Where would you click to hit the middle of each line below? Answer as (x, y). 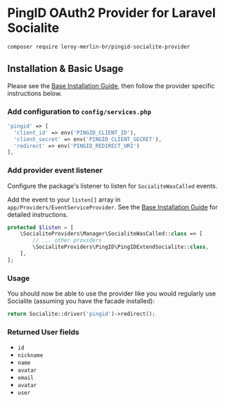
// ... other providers (67, 240)
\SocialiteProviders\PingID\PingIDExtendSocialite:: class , (121, 247)
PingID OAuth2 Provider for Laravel (111, 13)
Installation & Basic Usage (65, 69)
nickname (30, 355)
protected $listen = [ (40, 227)
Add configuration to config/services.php (79, 111)
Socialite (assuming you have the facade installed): (81, 301)
